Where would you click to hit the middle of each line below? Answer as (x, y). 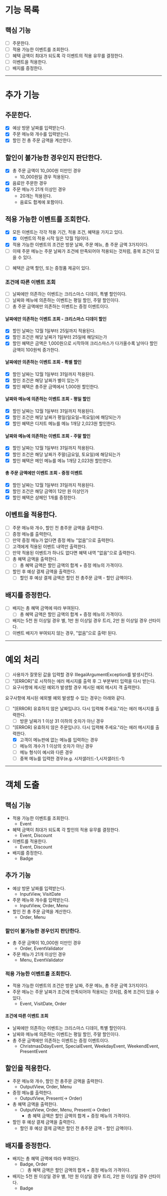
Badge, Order (34, 1164)
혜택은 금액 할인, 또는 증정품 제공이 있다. (51, 268)
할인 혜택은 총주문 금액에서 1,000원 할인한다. (56, 386)
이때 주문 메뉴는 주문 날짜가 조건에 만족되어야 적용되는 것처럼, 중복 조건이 (83, 251)
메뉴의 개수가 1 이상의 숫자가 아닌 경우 (56, 746)
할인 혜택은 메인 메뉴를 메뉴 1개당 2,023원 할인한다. (62, 461)
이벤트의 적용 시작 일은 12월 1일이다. (55, 238)
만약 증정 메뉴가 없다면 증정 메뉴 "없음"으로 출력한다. (63, 540)
